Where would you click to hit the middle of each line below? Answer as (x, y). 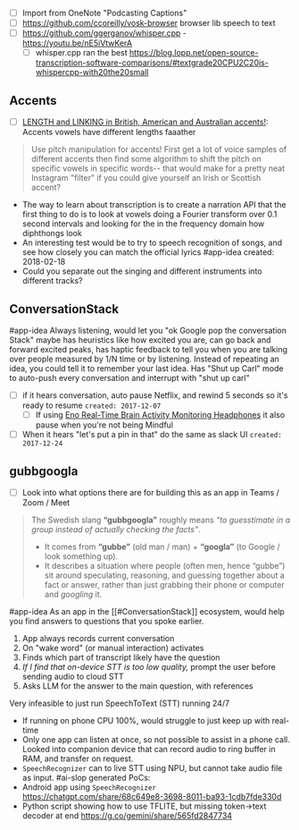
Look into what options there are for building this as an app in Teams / (150, 492)
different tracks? (52, 281)
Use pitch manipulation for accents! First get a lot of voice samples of (159, 149)
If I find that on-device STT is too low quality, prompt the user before (149, 667)
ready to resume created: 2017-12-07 (91, 405)
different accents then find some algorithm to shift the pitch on (146, 159)
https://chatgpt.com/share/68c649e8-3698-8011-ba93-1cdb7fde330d (152, 796)
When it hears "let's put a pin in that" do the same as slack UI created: (152, 435)
